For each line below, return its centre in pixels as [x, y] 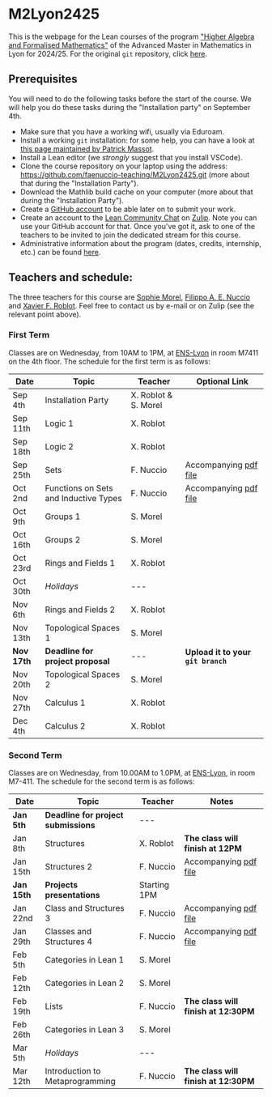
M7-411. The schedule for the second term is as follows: [102, 781]
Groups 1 [63, 517]
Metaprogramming [80, 1082]
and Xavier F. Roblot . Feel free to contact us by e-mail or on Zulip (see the [132, 305]
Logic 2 [59, 446]
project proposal [78, 661]
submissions [70, 825]
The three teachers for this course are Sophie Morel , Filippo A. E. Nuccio [130, 297]
